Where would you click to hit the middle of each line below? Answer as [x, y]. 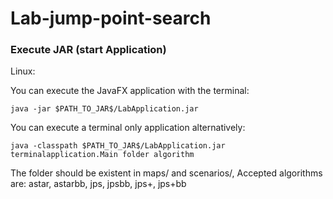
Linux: [23, 71]
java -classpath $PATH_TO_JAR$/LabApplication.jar [118, 146]
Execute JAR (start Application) [88, 50]
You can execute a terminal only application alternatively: [128, 128]
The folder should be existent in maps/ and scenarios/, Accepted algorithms [166, 173]
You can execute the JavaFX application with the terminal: [130, 91]
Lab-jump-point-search [111, 18]
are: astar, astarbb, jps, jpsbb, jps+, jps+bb [98, 184]
